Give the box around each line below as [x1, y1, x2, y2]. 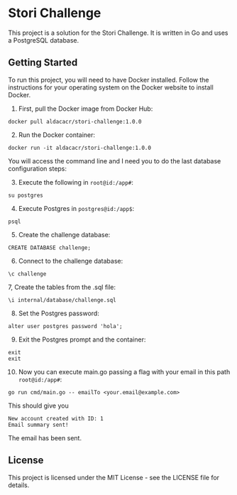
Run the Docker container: [18, 130, 95, 139]
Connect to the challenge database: [18, 256, 123, 265]
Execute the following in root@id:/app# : [18, 178, 133, 186]
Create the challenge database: [18, 230, 111, 239]
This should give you [8, 401, 70, 410]
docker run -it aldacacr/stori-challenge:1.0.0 [8, 144, 152, 151]
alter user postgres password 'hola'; [8, 322, 123, 330]
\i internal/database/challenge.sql [8, 296, 116, 303]
